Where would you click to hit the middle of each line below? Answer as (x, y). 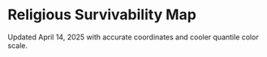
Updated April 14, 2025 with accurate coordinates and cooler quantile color (133, 37)
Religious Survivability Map (102, 15)
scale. (17, 45)
